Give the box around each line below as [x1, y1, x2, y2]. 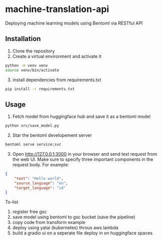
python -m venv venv [5, 63, 48, 68]
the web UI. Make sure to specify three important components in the [12, 156, 153, 162]
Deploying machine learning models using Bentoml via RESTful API [5, 20, 143, 26]
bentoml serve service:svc [5, 142, 61, 147]
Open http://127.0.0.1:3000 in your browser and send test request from [12, 151, 157, 157]
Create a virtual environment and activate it [12, 53, 101, 59]
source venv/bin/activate [5, 68, 59, 73]
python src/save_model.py [5, 123, 59, 128]
